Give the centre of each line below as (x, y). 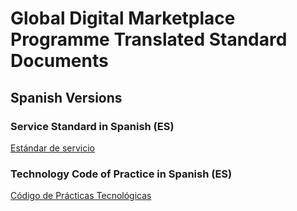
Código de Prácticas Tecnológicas (81, 196)
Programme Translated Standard (149, 39)
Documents (59, 61)
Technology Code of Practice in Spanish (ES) (121, 174)
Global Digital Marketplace (123, 18)
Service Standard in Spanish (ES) (92, 126)
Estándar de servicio (52, 148)
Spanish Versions (66, 97)
